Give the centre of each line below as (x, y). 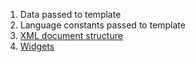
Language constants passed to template (102, 25)
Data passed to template (70, 14)
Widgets (37, 46)
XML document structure (71, 35)
